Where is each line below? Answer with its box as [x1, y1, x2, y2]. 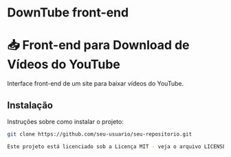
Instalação [7, 99, 54, 111]
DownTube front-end [7, 5, 129, 21]
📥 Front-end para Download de [7, 38, 190, 53]
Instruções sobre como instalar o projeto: [7, 117, 124, 125]
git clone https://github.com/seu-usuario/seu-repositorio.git [7, 130, 192, 138]
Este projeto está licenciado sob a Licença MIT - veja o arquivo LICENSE [7, 143, 226, 150]
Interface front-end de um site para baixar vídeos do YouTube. [7, 80, 184, 88]
